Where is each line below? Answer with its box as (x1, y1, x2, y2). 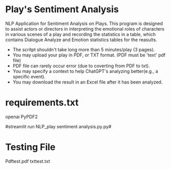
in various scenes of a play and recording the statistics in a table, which (5, 31, 156, 37)
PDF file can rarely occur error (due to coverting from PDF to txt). (12, 63, 150, 69)
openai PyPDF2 (5, 114, 38, 120)
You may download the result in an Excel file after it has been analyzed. (12, 79, 163, 85)
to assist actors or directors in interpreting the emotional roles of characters (5, 25, 165, 32)
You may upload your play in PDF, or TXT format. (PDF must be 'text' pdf (12, 52, 166, 58)
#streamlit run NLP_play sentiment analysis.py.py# (5, 123, 112, 129)
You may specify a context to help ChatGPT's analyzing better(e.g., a (12, 68, 158, 74)
